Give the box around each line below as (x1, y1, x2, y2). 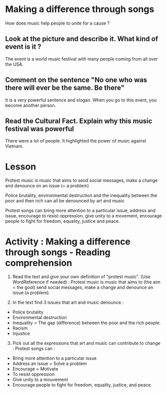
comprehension (5, 257, 72, 269)
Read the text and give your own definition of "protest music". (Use (12, 274, 151, 280)
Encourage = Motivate (12, 366, 58, 372)
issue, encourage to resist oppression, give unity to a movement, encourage (5, 213, 162, 219)
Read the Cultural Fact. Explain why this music (5, 116, 152, 125)
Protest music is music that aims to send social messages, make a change (5, 177, 158, 184)
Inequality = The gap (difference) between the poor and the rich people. (12, 320, 161, 326)
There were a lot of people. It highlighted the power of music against (5, 138, 146, 144)
